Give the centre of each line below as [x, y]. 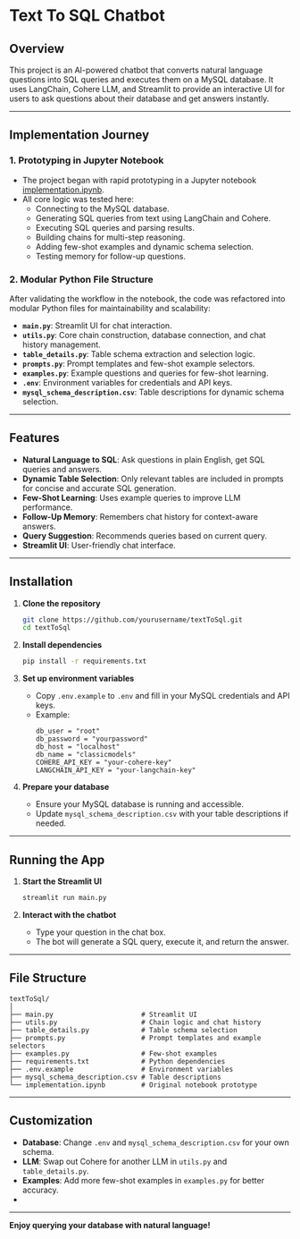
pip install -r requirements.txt [84, 662]
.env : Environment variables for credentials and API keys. [127, 382]
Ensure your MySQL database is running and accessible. [139, 804]
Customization [51, 1120]
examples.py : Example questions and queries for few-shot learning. [146, 373]
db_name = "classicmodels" [86, 755]
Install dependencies [62, 645]
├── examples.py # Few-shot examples [113, 1053]
